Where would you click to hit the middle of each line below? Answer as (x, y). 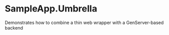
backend (14, 27)
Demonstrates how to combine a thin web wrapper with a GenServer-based (84, 22)
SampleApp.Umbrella (51, 9)
